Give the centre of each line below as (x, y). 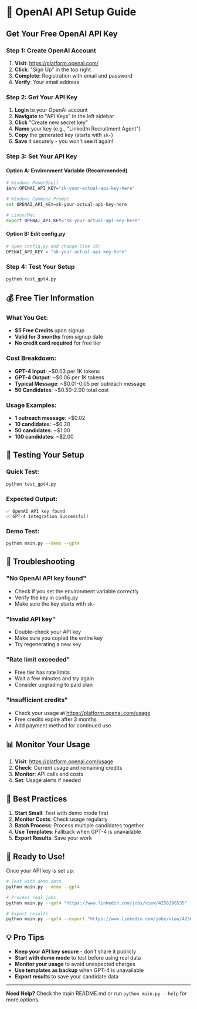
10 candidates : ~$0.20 (42, 424)
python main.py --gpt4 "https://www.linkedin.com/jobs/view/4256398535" (97, 903)
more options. (23, 1000)
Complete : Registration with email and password (74, 75)
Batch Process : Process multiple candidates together (79, 826)
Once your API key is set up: (40, 871)
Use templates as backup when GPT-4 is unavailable (79, 970)
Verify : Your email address (47, 82)
